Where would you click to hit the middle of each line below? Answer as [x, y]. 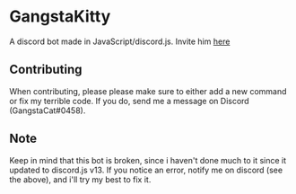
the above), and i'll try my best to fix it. [80, 179]
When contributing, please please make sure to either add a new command [148, 91]
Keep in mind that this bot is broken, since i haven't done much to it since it [148, 160]
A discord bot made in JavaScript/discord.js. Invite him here [120, 41]
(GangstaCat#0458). [48, 110]
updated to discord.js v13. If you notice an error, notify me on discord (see [146, 170]
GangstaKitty [60, 17]
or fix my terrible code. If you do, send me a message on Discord [129, 101]
